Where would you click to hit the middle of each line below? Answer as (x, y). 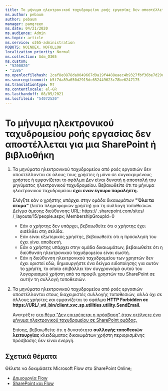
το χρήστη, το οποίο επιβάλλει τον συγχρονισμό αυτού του (81, 269)
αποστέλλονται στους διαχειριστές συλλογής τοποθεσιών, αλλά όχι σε (87, 295)
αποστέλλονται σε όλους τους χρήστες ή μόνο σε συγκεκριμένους (82, 175)
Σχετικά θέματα (31, 356)
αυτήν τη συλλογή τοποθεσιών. (53, 280)
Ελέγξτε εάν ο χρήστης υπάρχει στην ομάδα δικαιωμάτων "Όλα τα (83, 200)
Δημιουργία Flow (30, 378)
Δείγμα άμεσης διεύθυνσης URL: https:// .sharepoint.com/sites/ (78, 211)
